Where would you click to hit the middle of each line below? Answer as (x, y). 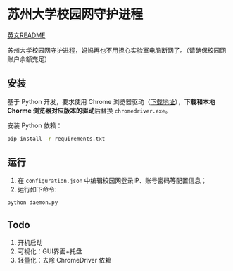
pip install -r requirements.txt (56, 139)
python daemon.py (33, 203)
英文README (26, 35)
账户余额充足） (29, 59)
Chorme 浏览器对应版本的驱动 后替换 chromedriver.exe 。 (89, 111)
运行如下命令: (37, 189)
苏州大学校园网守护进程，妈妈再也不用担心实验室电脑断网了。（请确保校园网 (117, 50)
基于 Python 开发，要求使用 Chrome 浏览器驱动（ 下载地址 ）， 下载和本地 (111, 101)
